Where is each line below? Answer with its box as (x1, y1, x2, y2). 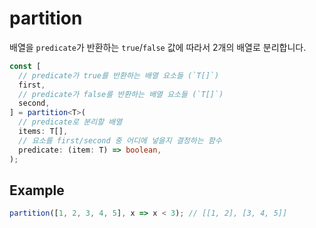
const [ (9, 61, 42, 71)
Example (9, 182, 65, 199)
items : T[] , (18, 127, 69, 137)
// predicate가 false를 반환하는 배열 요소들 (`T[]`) (18, 89, 224, 99)
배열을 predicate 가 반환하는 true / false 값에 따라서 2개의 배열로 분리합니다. (9, 41, 307, 53)
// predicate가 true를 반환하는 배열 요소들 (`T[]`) (18, 70, 220, 81)
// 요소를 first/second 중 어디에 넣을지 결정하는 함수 (18, 135, 222, 146)
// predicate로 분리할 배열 (18, 117, 123, 127)
